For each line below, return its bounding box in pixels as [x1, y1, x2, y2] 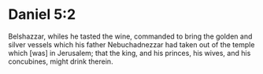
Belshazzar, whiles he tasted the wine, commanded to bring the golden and [8, 31, 253, 41]
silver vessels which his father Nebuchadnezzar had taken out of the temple [8, 39, 255, 49]
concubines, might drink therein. [8, 57, 113, 66]
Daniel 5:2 [8, 6, 76, 24]
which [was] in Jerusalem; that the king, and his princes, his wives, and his [8, 48, 251, 57]
